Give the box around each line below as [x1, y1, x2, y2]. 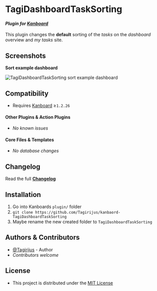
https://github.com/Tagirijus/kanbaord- [35, 210, 121, 215]
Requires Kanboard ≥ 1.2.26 [12, 103, 70, 109]
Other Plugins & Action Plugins [5, 114, 71, 120]
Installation [5, 190, 41, 199]
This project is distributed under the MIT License [12, 280, 113, 286]
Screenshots [5, 51, 46, 60]
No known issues [12, 125, 49, 131]
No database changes [12, 148, 59, 154]
